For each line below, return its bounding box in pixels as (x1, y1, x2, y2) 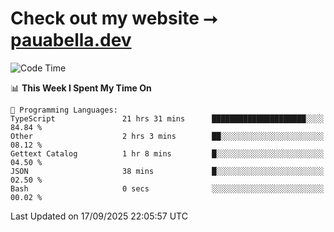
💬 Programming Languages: (10, 105, 118, 115)
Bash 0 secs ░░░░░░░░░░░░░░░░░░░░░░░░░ (10, 183, 325, 194)
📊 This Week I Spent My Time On (10, 82, 152, 94)
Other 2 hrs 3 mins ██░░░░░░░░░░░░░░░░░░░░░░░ (10, 131, 325, 141)
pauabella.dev (10, 29, 132, 52)
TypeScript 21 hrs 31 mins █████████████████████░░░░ (10, 113, 325, 124)
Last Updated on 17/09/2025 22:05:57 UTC (10, 210, 188, 222)
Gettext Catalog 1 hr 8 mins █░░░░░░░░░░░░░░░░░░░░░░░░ (10, 148, 325, 159)
